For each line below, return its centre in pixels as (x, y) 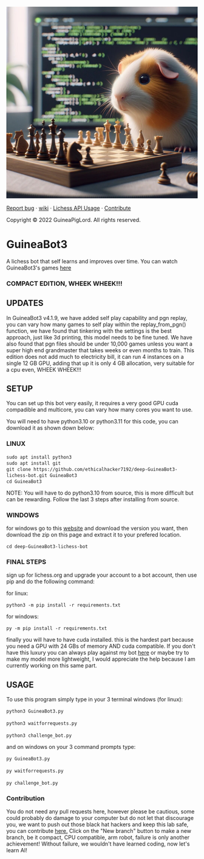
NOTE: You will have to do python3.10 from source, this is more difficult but (100, 493)
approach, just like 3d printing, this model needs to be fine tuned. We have (99, 337)
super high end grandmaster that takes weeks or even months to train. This (100, 350)
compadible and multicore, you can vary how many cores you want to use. (100, 410)
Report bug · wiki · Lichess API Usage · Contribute (69, 208)
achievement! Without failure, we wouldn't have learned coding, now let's (98, 844)
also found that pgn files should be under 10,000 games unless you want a (100, 344)
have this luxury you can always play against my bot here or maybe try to (98, 653)
